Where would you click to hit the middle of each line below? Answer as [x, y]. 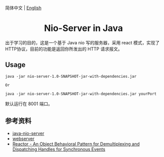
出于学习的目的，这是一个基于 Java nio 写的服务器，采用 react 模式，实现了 [82, 42]
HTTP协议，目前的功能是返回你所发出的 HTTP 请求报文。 [64, 49]
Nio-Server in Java [83, 28]
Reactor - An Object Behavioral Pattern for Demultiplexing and [76, 144]
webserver [23, 139]
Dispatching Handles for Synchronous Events [59, 149]
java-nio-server [28, 133]
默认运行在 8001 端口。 [29, 104]
